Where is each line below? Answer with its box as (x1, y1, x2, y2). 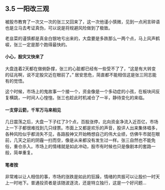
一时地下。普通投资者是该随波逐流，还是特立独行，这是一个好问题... (9, 180, 147, 186)
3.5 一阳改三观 (5, 4, 50, 13)
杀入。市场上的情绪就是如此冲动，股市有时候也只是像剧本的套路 (22, 144, 151, 150)
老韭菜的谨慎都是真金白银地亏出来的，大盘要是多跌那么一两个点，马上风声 (5, 35, 156, 41)
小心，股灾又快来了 (5, 54, 44, 60)
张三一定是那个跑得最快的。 (13, 41, 70, 47)
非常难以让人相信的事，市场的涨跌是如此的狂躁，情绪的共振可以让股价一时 (5, 174, 156, 180)
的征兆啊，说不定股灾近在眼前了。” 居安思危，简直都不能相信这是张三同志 (5, 72, 153, 78)
